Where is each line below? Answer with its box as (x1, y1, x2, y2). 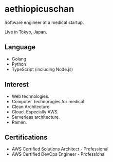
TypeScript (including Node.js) (11, 66, 74, 72)
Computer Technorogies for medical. (11, 98, 86, 104)
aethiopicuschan (4, 3, 74, 15)
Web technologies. (11, 93, 50, 99)
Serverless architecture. (11, 114, 60, 120)
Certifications (4, 133, 48, 142)
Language (4, 43, 36, 52)
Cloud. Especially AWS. (11, 108, 59, 115)
